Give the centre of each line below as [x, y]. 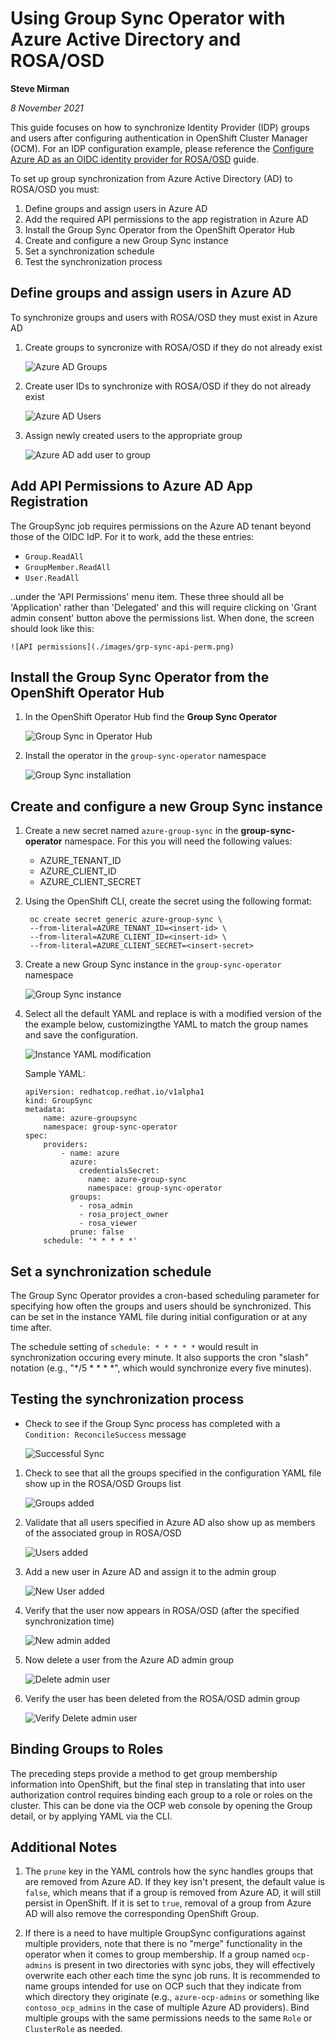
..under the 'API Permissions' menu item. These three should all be [147, 596]
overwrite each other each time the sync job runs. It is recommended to [172, 1976]
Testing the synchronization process [127, 1399]
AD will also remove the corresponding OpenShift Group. [142, 1914]
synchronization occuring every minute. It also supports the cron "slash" [159, 1357]
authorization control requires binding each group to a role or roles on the [161, 1794]
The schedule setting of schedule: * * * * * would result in [134, 1346]
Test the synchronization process [93, 261]
